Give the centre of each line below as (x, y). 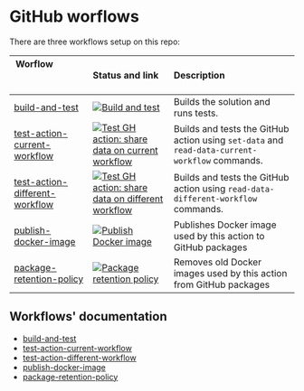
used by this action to (219, 236)
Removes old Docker (218, 262)
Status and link (126, 75)
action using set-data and (228, 140)
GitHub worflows (75, 17)
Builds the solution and (222, 101)
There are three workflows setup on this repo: (95, 42)
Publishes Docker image (225, 225)
